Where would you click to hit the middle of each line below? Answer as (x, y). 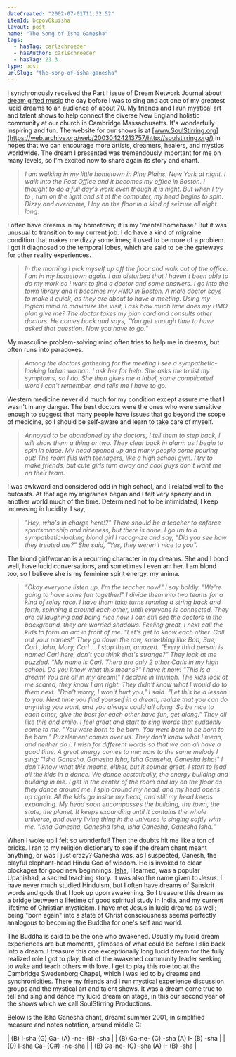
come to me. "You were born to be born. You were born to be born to (124, 729)
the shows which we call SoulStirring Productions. (80, 1003)
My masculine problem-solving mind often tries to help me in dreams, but (113, 342)
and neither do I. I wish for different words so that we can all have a (123, 744)
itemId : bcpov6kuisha (39, 20)
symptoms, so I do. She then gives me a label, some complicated (119, 378)
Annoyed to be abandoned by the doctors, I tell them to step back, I (122, 435)
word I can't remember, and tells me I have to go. (96, 385)
